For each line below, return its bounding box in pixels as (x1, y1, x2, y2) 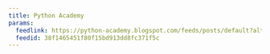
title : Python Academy (8, 11, 84, 20)
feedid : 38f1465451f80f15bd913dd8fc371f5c (15, 33, 160, 42)
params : (8, 19, 35, 27)
